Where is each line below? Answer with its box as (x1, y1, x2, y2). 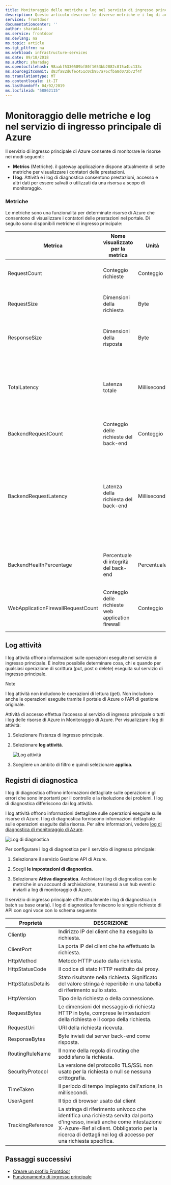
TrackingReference (8, 1121, 53, 1128)
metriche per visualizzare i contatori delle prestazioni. (12, 169, 126, 175)
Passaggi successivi (5, 1154, 72, 1164)
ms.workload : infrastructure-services (5, 50, 88, 55)
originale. (5, 701, 25, 707)
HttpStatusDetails (8, 980, 50, 987)
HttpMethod (8, 957, 37, 964)
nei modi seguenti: (5, 154, 44, 160)
